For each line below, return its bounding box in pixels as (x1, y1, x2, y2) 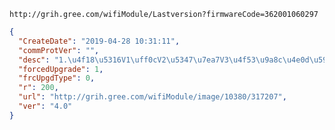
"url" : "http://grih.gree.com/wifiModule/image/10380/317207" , (18, 92, 287, 102)
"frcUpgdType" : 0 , (18, 73, 96, 84)
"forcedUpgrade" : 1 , (18, 64, 104, 74)
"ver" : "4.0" (18, 101, 73, 111)
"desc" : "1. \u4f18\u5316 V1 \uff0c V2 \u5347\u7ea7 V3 (18, 55, 229, 65)
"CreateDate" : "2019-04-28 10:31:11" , (18, 36, 181, 46)
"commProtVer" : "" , (18, 45, 100, 55)
